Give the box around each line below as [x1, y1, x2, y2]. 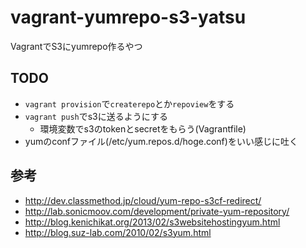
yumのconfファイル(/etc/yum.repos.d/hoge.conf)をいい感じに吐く [24, 135, 298, 147]
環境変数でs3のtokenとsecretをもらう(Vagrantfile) [39, 122, 247, 135]
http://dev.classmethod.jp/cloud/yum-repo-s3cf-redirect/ [24, 194, 262, 206]
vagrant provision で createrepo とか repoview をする [24, 97, 235, 110]
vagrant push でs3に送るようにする [24, 110, 168, 122]
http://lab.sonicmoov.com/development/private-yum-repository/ [24, 205, 290, 217]
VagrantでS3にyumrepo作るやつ [10, 40, 143, 52]
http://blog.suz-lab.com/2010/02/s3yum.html [24, 226, 212, 238]
